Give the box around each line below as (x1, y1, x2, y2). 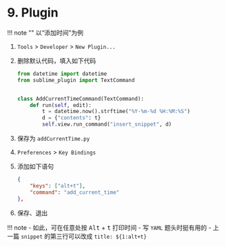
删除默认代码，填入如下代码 (17, 57, 96, 65)
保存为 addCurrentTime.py (17, 135, 90, 143)
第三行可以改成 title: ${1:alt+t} (50, 232, 147, 240)
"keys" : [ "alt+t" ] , (30, 182, 86, 189)
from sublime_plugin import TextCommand (17, 77, 135, 83)
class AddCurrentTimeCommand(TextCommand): (17, 95, 145, 102)
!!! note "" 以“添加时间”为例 (7, 28, 84, 37)
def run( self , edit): (30, 101, 92, 108)
